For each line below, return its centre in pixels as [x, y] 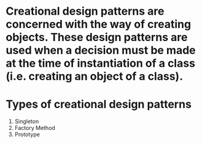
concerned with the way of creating [99, 24]
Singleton [27, 121]
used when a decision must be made [101, 51]
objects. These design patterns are [97, 37]
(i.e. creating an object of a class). [95, 76]
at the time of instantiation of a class [101, 63]
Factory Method [35, 128]
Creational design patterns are [85, 11]
